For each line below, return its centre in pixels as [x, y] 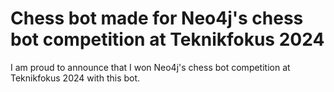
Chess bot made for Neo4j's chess [157, 18]
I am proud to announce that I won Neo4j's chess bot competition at [150, 67]
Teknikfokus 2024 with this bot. [75, 78]
